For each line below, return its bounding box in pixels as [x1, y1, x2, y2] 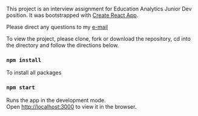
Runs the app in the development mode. [6, 97, 106, 104]
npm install [6, 56, 42, 63]
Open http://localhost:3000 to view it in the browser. [6, 103, 137, 110]
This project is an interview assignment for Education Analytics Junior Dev [6, 5, 192, 12]
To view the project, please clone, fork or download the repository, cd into [6, 35, 191, 42]
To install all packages [6, 69, 62, 77]
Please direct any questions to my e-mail [6, 24, 108, 30]
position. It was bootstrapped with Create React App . [6, 12, 139, 19]
